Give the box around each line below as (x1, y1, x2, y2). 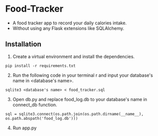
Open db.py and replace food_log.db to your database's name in (12, 96, 147, 102)
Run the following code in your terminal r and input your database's (12, 72, 153, 78)
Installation (5, 40, 42, 49)
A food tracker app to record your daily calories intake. (12, 20, 127, 26)
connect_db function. (12, 101, 57, 108)
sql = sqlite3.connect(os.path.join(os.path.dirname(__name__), (5, 111, 144, 117)
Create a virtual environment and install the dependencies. (12, 53, 135, 59)
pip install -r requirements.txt (5, 63, 76, 69)
